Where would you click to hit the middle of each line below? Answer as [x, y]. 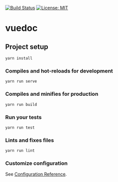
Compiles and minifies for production [52, 94]
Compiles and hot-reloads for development [59, 71]
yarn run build [21, 104]
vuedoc [21, 28]
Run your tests [23, 117]
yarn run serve [21, 81]
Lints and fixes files [30, 140]
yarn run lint [20, 151]
